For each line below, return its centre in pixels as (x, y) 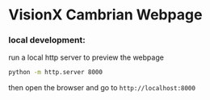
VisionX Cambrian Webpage (105, 15)
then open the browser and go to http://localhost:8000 (102, 88)
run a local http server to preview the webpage (86, 57)
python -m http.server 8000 (56, 73)
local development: (47, 40)
